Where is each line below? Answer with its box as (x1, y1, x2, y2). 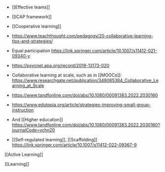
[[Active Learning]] (4, 152, 43, 157)
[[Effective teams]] (11, 4, 50, 10)
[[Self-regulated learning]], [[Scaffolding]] (11, 137, 97, 142)
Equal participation (11, 48, 50, 53)
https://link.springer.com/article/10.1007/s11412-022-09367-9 (11, 142, 137, 148)
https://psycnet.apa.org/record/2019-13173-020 (11, 63, 110, 68)
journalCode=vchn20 (11, 127, 55, 133)
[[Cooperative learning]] (11, 23, 61, 29)
